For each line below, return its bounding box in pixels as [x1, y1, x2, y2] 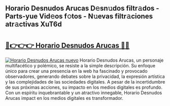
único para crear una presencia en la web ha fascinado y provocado [5, 68, 148, 74]
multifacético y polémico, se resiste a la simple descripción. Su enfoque [5, 63, 156, 68]
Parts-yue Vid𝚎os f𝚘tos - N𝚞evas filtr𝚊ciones [5, 12, 153, 21]
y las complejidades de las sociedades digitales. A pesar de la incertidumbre [5, 79, 165, 85]
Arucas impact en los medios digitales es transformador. [5, 95, 123, 101]
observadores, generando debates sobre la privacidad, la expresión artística [5, 73, 165, 79]
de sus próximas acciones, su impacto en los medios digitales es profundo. [5, 84, 163, 90]
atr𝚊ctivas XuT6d [5, 20, 62, 29]
